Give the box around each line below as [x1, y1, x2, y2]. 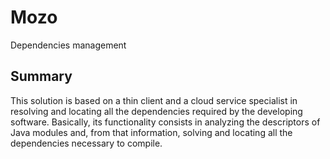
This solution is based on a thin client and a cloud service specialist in [10, 94, 298, 106]
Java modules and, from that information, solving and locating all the [10, 126, 293, 138]
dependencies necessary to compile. [10, 137, 163, 149]
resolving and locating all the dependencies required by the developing [10, 105, 303, 117]
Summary [10, 68, 73, 85]
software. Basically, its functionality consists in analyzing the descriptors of [10, 116, 321, 128]
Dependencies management [10, 39, 127, 51]
